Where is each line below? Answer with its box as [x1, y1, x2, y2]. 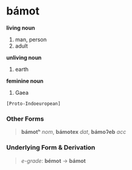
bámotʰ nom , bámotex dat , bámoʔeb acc [21, 128, 127, 136]
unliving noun [6, 54, 42, 61]
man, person [15, 36, 47, 43]
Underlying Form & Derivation [6, 143, 96, 152]
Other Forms [6, 115, 44, 123]
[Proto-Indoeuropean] [6, 101, 61, 107]
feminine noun [6, 77, 44, 84]
